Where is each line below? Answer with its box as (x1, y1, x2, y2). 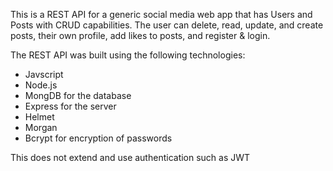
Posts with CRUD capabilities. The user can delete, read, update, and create (10, 19, 324, 31)
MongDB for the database (24, 90, 132, 101)
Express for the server (24, 100, 117, 112)
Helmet (24, 111, 55, 123)
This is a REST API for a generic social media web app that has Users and (10, 9, 313, 20)
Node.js (24, 79, 58, 91)
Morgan (24, 122, 58, 133)
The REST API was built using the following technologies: (10, 49, 246, 61)
